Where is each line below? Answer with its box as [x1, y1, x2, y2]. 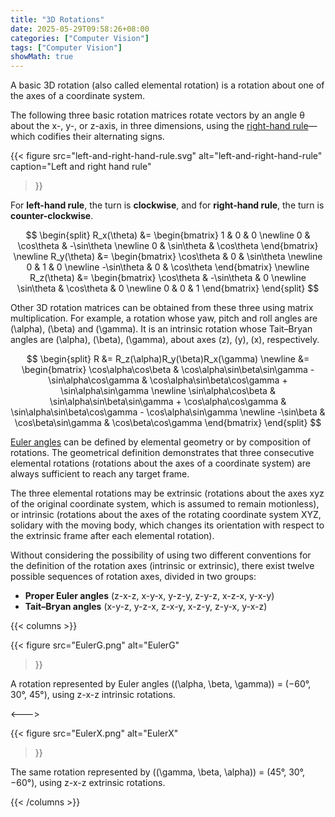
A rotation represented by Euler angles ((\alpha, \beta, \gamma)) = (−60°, [10, 678, 312, 690]
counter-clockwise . [10, 210, 94, 222]
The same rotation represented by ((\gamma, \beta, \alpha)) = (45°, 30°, [10, 766, 306, 778]
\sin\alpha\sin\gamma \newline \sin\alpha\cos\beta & [60, 385, 276, 397]
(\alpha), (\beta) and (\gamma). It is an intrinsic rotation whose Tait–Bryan [10, 323, 313, 335]
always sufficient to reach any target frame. [10, 468, 190, 480]
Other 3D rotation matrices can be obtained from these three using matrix [10, 302, 314, 314]
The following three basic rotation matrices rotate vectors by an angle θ [10, 109, 305, 121]
